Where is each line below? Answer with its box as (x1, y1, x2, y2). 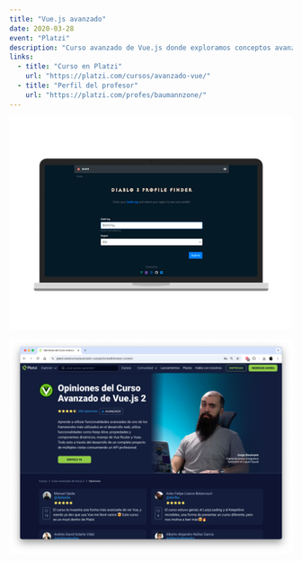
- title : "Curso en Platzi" (17, 62, 123, 71)
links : (9, 52, 34, 62)
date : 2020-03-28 (9, 23, 75, 33)
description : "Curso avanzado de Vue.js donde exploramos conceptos (9, 43, 271, 52)
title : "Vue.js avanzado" (9, 14, 106, 23)
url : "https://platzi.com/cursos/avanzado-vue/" (25, 72, 211, 81)
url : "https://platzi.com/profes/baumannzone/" (25, 90, 207, 99)
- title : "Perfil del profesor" (17, 81, 139, 90)
